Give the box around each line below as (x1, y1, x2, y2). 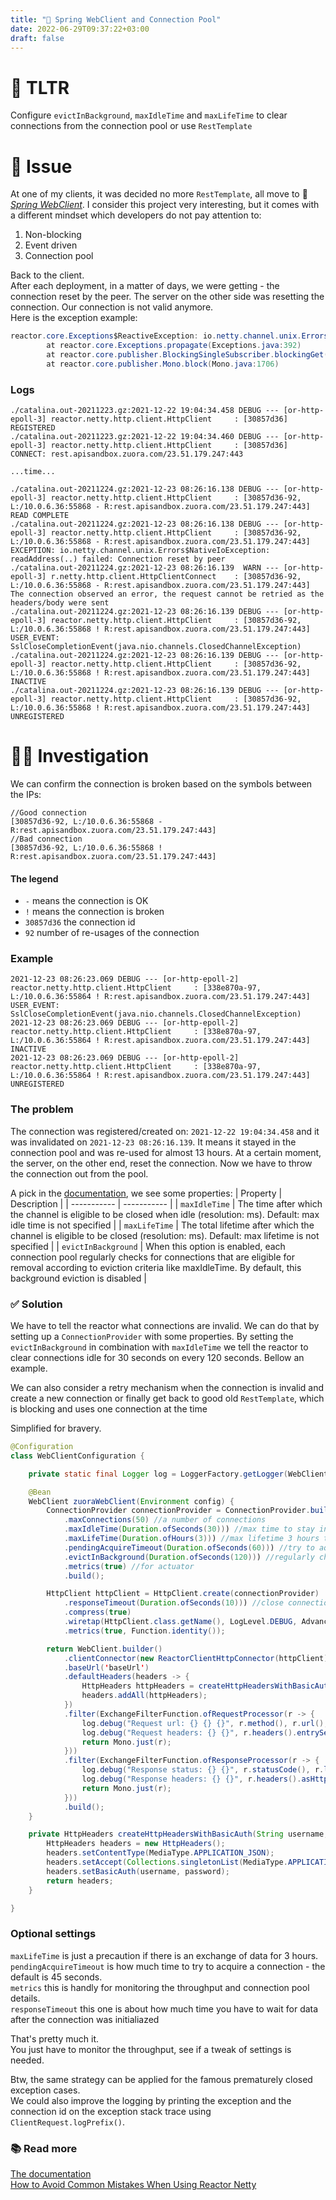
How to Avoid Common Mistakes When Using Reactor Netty (10, 2179, 257, 2191)
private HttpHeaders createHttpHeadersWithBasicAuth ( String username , (28, 1829, 329, 1840)
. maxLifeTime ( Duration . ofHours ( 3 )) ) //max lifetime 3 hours (63, 1534, 320, 1544)
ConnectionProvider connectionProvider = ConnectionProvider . (46, 1506, 311, 1516)
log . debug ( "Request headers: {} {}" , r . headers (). (81, 1727, 298, 1738)
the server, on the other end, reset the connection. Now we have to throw (10, 1157, 313, 1169)
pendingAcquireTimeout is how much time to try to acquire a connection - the (10, 1960, 326, 1972)
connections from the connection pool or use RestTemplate (10, 120, 253, 132)
